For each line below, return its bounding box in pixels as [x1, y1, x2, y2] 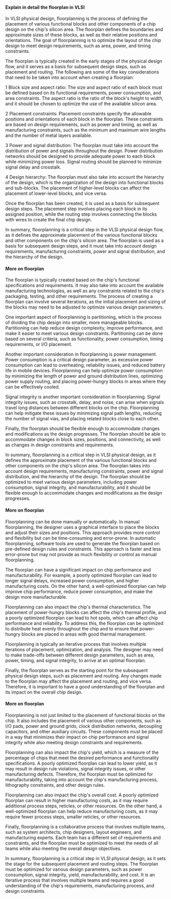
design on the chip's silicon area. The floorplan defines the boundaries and [5, 26, 163, 33]
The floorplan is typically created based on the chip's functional [5, 277, 140, 283]
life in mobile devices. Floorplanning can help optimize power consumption [5, 367, 163, 374]
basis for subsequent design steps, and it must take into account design [5, 243, 157, 249]
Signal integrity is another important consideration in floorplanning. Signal [5, 394, 161, 400]
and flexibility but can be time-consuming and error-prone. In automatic [5, 535, 156, 541]
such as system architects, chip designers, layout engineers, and [5, 829, 142, 835]
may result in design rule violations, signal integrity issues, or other [5, 765, 146, 771]
